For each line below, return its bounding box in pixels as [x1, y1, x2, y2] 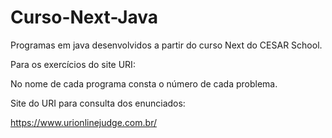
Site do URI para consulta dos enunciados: [10, 97, 186, 109]
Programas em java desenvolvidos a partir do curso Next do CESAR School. [10, 39, 323, 51]
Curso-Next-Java [10, 6, 159, 29]
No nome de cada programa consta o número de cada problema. [10, 77, 278, 90]
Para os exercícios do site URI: [10, 58, 136, 70]
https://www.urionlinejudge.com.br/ [10, 116, 157, 128]
